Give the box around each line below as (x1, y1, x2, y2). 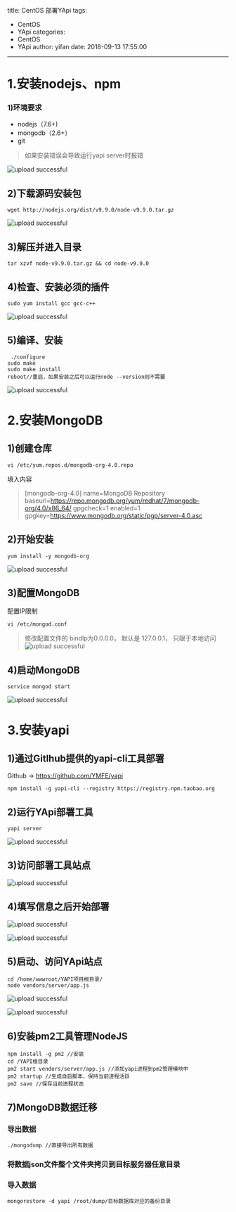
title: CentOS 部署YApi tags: (7, 6, 88, 14)
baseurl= (24, 496, 51, 505)
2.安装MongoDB (7, 412, 103, 428)
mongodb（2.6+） (17, 129, 72, 137)
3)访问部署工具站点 (7, 860, 91, 872)
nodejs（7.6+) (17, 120, 58, 129)
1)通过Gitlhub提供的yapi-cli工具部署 (7, 752, 165, 764)
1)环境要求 (7, 103, 42, 112)
